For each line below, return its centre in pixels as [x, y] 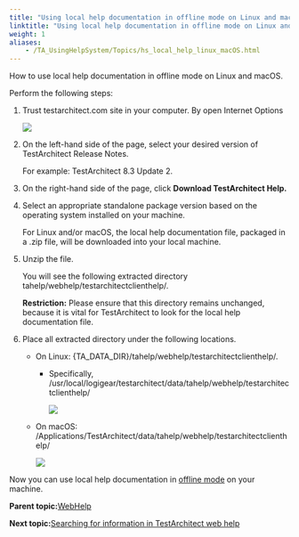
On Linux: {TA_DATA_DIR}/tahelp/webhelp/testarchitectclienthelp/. [157, 356]
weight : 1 [28, 34]
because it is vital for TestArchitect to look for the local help [131, 313]
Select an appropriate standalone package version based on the [140, 206]
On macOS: [57, 427]
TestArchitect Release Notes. [75, 154]
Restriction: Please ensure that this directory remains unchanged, [143, 303]
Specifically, [71, 374]
